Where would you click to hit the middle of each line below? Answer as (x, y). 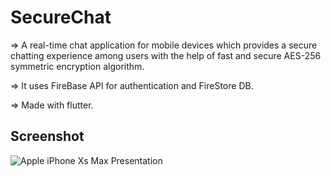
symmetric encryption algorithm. (77, 66)
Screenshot (47, 136)
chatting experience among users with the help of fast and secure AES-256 (166, 55)
